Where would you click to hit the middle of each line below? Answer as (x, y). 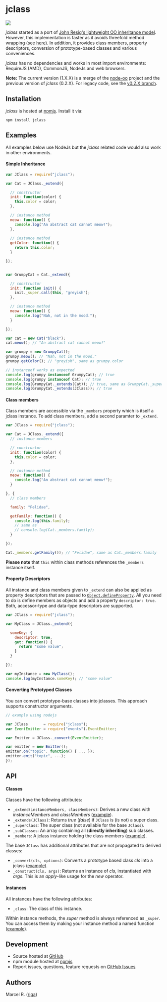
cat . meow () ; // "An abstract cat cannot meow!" (56, 343)
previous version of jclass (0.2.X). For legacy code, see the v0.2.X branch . (82, 83)
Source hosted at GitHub (38, 956)
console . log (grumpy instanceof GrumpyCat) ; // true (60, 375)
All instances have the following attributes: (49, 899)
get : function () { (33, 642)
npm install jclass (26, 120)
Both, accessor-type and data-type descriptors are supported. (69, 606)
